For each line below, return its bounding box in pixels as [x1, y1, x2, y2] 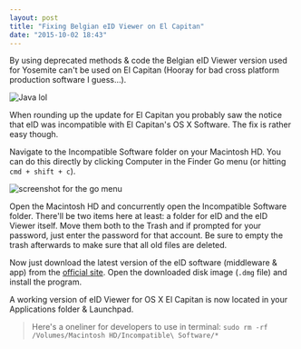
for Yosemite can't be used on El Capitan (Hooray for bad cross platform [9, 65, 279, 75]
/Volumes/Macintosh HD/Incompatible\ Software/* [31, 331, 219, 341]
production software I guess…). [9, 75, 127, 85]
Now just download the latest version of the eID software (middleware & [9, 257, 278, 268]
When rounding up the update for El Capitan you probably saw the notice [9, 110, 283, 121]
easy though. [9, 129, 59, 140]
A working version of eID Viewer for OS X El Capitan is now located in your [9, 294, 288, 305]
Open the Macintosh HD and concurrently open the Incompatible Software [9, 201, 287, 212]
